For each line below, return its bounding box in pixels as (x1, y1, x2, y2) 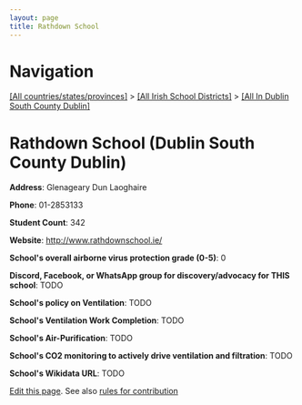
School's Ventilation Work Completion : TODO (9, 315, 185, 326)
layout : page (9, 13, 59, 23)
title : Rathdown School (9, 22, 100, 31)
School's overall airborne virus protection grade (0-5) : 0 (9, 252, 226, 264)
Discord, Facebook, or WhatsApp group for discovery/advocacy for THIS (9, 270, 290, 281)
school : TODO (9, 279, 64, 291)
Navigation (9, 61, 94, 82)
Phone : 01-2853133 (9, 199, 84, 210)
